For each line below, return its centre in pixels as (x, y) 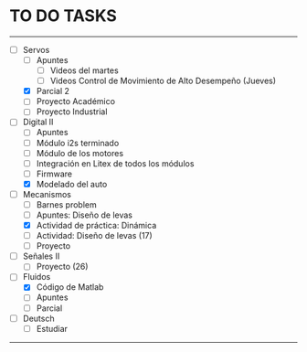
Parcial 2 (53, 91)
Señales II (41, 256)
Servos (36, 49)
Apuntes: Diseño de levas (84, 215)
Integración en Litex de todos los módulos (115, 163)
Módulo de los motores (80, 153)
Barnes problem (67, 204)
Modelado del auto (72, 184)
